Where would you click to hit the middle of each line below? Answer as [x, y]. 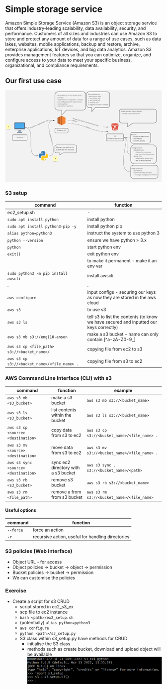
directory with [66, 467]
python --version [25, 240]
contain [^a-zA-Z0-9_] [111, 339]
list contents [64, 410]
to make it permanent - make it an [122, 261]
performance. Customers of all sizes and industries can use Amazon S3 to [81, 33]
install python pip [105, 226]
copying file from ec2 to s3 [115, 349]
